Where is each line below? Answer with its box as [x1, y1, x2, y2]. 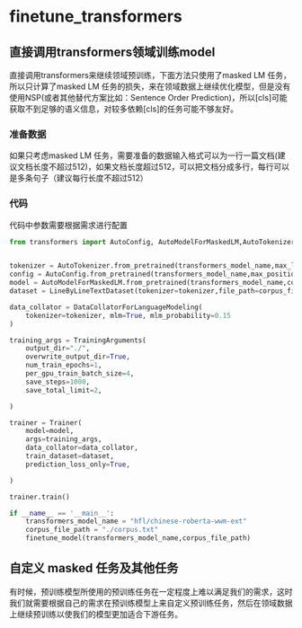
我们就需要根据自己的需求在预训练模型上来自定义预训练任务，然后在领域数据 [9, 597, 293, 608]
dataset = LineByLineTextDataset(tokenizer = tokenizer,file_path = [9, 287, 259, 296]
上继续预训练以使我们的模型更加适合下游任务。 [9, 608, 182, 619]
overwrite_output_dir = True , [25, 352, 130, 361]
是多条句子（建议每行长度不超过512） [9, 172, 148, 183]
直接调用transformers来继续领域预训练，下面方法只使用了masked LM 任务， [9, 70, 292, 80]
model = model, [25, 427, 75, 436]
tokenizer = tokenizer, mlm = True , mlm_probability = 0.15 [25, 311, 231, 320]
